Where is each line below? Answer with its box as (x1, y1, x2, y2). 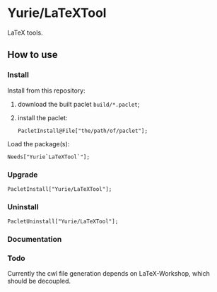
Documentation (7, 235, 62, 245)
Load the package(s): (7, 139, 70, 148)
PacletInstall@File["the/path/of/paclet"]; (17, 127, 148, 134)
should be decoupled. (7, 277, 71, 286)
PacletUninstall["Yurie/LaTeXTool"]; (7, 218, 119, 226)
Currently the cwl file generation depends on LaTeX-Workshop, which (7, 269, 210, 278)
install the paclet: (17, 113, 68, 122)
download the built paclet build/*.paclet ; (17, 100, 140, 108)
